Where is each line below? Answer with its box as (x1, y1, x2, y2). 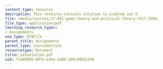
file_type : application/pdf (5, 20, 62, 26)
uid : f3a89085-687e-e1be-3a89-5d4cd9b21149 (5, 57, 95, 62)
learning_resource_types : (5, 25, 57, 30)
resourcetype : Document (5, 48, 53, 52)
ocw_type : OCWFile (5, 34, 42, 39)
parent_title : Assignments (5, 39, 60, 44)
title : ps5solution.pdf (5, 52, 53, 57)
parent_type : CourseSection (5, 43, 62, 48)
